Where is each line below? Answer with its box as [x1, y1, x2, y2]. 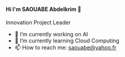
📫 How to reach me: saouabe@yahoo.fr [14, 44, 117, 52]
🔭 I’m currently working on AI [14, 31, 88, 38]
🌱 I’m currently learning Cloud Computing [14, 37, 120, 44]
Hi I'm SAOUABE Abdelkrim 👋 [6, 5, 81, 13]
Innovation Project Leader [6, 19, 71, 26]
